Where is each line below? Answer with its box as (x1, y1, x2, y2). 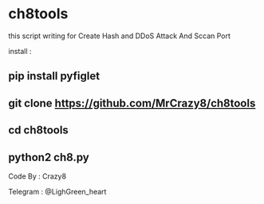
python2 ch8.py (8, 150, 90, 164)
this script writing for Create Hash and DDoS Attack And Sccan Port (8, 31, 231, 40)
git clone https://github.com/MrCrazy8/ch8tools (8, 96, 256, 110)
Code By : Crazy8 (8, 171, 66, 181)
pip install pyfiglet (8, 69, 100, 83)
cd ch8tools (8, 124, 69, 137)
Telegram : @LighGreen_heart (8, 187, 107, 196)
